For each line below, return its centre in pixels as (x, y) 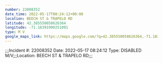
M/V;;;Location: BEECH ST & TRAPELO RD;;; (49, 55)
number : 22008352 (23, 9)
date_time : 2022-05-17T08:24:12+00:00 (44, 14)
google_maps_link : (24, 37)
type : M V (15, 32)
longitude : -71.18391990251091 (37, 28)
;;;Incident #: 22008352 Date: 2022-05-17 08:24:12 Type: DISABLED (73, 50)
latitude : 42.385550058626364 (36, 23)
